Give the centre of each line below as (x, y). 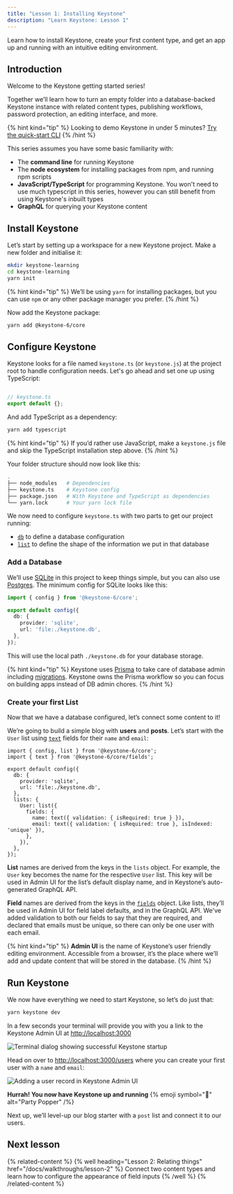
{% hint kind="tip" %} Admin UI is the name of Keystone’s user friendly (109, 946)
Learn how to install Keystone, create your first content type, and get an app (116, 40)
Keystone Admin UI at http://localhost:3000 (69, 1033)
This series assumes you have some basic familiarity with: (90, 149)
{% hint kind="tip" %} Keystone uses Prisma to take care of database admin (116, 669)
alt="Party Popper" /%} (41, 1101)
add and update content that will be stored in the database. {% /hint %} (110, 961)
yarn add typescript (37, 430)
